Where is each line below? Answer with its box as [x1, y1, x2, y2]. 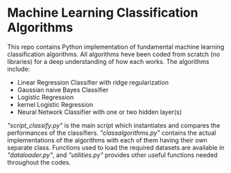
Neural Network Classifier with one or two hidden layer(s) [17, 108, 182, 116]
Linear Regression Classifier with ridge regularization [17, 78, 169, 86]
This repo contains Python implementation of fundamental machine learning [7, 42, 225, 51]
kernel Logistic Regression [17, 100, 94, 108]
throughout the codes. [7, 158, 71, 166]
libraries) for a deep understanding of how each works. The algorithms [7, 57, 209, 65]
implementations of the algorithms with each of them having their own [7, 135, 208, 144]
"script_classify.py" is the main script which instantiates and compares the [7, 121, 221, 129]
